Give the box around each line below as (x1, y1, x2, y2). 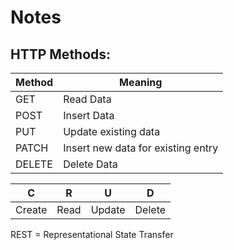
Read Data (63, 92, 112, 106)
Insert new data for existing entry (63, 141, 219, 155)
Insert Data (63, 109, 115, 122)
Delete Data (63, 157, 118, 171)
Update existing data (63, 125, 161, 138)
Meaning (119, 76, 163, 89)
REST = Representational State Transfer (10, 229, 174, 240)
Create (15, 203, 48, 216)
